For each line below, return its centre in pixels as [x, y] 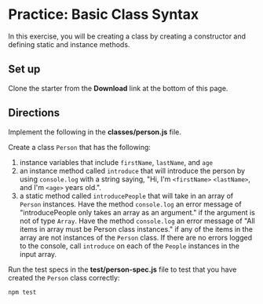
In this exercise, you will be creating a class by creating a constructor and [127, 36]
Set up [24, 70]
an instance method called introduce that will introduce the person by [132, 170]
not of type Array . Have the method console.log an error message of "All [137, 221]
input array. [38, 254]
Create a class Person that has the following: [80, 147]
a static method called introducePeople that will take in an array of [126, 196]
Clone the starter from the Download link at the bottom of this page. [118, 88]
